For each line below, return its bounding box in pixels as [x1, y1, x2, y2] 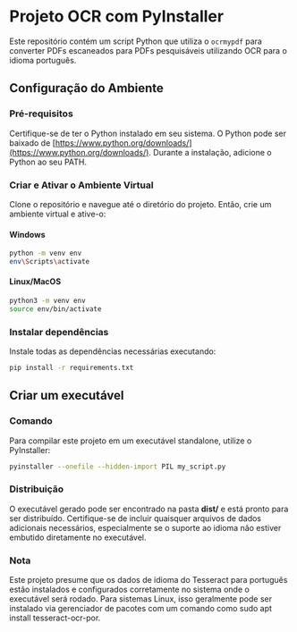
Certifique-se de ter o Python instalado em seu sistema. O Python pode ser [9, 128, 286, 139]
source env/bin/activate [9, 304, 102, 314]
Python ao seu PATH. [9, 156, 88, 167]
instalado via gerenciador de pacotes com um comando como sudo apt [9, 603, 273, 614]
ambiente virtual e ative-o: [9, 208, 106, 219]
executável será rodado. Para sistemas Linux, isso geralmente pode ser [9, 594, 273, 604]
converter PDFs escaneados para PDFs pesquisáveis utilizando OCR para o [9, 45, 288, 55]
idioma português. [9, 55, 77, 65]
